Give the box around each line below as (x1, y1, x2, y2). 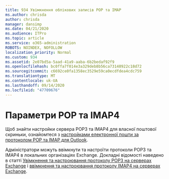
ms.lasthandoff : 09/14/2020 (5, 83, 65, 88)
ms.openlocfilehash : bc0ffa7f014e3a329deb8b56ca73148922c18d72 (5, 64, 142, 69)
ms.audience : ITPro (5, 31, 47, 36)
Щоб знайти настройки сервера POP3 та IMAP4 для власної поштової (5, 126, 156, 132)
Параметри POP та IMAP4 (5, 110, 120, 121)
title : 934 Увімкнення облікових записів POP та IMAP (5, 7, 122, 13)
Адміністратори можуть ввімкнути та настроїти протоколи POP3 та (5, 147, 152, 153)
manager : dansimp (5, 21, 42, 27)
